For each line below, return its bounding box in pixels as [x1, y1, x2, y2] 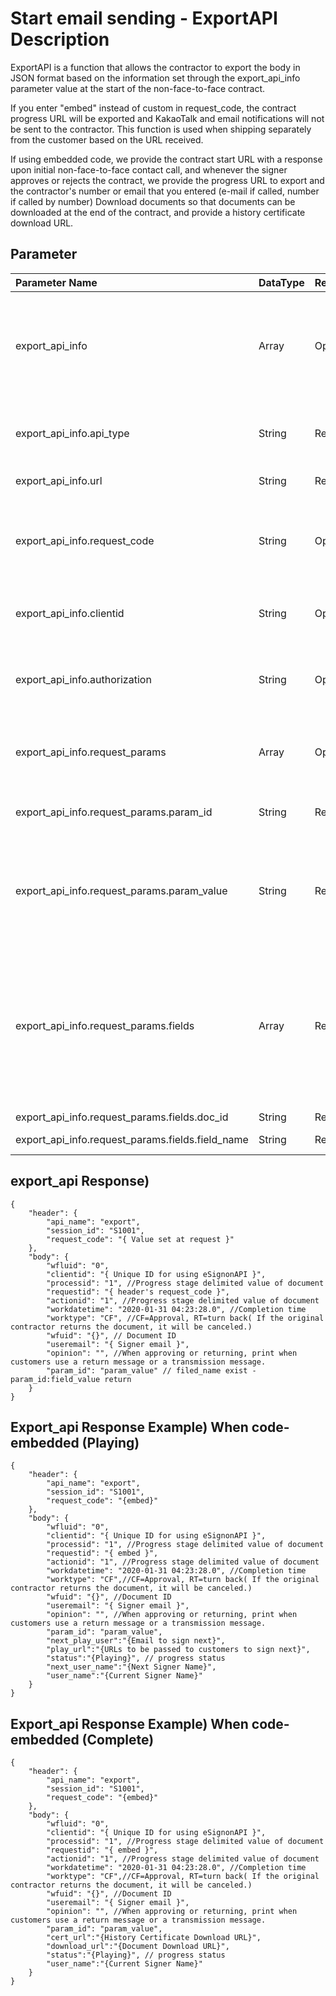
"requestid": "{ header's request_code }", [46, 1287, 230, 1297]
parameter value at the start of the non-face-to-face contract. [10, 82, 266, 94]
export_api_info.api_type [15, 426, 130, 440]
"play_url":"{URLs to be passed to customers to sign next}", [46, 1645, 311, 1655]
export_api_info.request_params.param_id [15, 805, 213, 819]
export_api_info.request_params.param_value [15, 883, 228, 897]
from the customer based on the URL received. [10, 133, 204, 146]
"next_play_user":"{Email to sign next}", [46, 1636, 226, 1646]
